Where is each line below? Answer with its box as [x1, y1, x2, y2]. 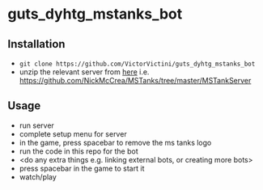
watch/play [19, 171, 57, 182]
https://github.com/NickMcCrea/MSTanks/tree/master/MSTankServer [19, 76, 252, 85]
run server [19, 120, 54, 130]
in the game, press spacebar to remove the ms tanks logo [19, 137, 212, 147]
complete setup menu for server [19, 129, 127, 138]
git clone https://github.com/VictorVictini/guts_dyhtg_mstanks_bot [19, 60, 256, 68]
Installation [7, 37, 66, 51]
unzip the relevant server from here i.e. [19, 67, 150, 77]
